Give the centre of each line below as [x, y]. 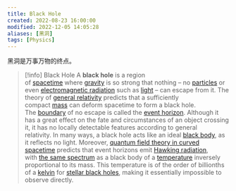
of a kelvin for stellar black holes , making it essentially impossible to [123, 173]
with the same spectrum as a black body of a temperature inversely [122, 158]
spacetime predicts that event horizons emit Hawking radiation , [116, 150]
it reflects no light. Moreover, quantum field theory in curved [112, 142]
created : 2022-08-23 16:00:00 [52, 20]
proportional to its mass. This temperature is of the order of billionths [124, 165]
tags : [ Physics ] [31, 40]
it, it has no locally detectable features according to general [111, 128]
